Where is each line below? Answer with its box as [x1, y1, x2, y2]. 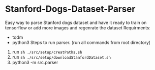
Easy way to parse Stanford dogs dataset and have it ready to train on [5, 20, 147, 25]
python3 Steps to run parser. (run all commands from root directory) [12, 39, 151, 45]
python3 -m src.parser [12, 59, 59, 65]
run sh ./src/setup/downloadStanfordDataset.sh [12, 54, 111, 60]
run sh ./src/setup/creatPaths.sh [12, 49, 83, 55]
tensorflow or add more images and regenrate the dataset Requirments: [5, 24, 151, 30]
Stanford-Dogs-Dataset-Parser [5, 3, 136, 15]
